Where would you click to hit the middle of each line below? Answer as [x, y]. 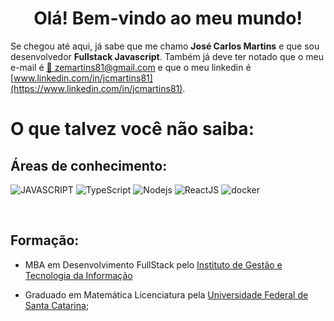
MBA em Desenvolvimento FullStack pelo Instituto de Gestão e [153, 264]
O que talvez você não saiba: [132, 129]
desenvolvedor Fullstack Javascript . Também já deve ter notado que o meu [167, 56]
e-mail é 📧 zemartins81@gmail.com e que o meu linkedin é [131, 67]
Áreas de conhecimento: [89, 165]
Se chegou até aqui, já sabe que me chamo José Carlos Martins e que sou [165, 46]
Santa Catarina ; [57, 305]
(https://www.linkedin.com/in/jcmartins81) [96, 88]
